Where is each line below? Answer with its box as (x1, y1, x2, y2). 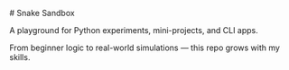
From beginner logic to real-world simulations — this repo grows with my (9, 42, 280, 53)
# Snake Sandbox (9, 8, 75, 18)
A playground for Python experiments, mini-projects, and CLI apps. (9, 25, 259, 35)
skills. (9, 52, 31, 62)
